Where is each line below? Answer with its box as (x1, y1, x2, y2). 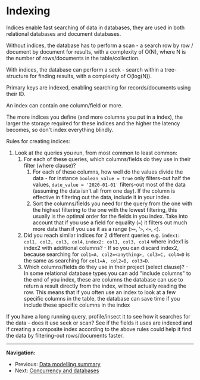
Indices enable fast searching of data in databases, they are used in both (6, 24, 185, 31)
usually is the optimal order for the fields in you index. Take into (32, 212, 188, 220)
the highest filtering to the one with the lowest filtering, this (32, 206, 177, 213)
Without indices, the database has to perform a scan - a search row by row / (6, 42, 193, 49)
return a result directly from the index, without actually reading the (23, 282, 186, 289)
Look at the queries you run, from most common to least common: (14, 149, 177, 156)
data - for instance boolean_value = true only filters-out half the (32, 174, 190, 181)
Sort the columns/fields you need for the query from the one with (32, 200, 192, 207)
